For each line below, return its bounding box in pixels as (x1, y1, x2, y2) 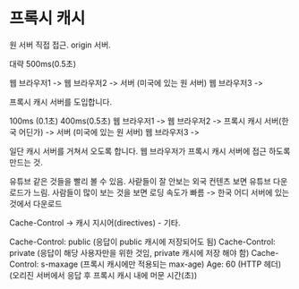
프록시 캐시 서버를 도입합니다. (9, 96, 113, 107)
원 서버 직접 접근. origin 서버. (9, 39, 112, 50)
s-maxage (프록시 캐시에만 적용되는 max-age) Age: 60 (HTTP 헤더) (40, 259, 282, 269)
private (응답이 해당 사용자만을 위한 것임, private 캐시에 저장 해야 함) (9, 247, 250, 258)
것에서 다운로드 (9, 198, 63, 208)
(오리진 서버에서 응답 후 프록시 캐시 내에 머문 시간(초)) (9, 269, 198, 280)
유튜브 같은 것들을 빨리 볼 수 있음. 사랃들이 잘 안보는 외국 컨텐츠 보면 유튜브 (9, 175, 271, 186)
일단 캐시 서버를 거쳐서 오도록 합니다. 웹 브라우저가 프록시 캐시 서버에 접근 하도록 (9, 145, 291, 157)
